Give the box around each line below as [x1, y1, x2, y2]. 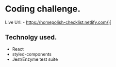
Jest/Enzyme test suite [12, 56, 58, 62]
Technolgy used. [5, 33, 57, 41]
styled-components [12, 51, 52, 57]
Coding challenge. [5, 3, 81, 14]
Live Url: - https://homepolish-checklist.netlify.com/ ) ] [5, 19, 112, 25]
